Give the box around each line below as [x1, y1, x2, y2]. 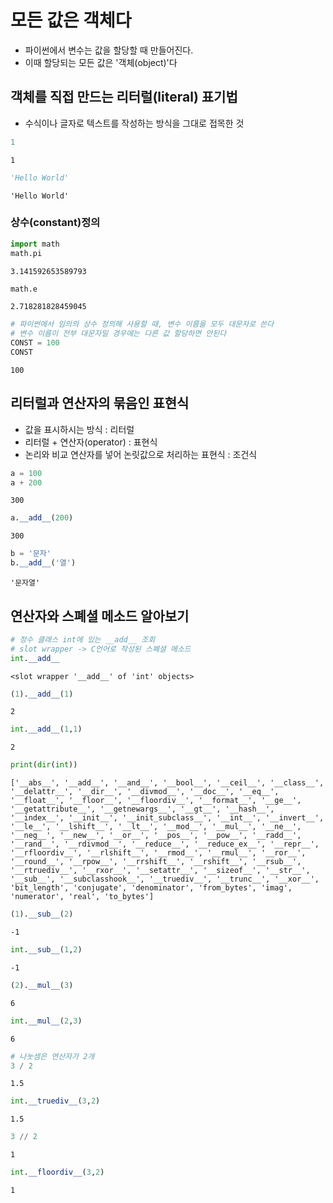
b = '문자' [10, 549, 52, 559]
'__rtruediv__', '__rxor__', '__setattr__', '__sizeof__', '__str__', [10, 866, 311, 876]
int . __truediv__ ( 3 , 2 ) [10, 1096, 101, 1106]
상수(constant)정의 [10, 216, 101, 230]
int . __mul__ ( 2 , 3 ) [10, 1016, 83, 1026]
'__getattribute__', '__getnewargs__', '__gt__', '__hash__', [10, 804, 275, 815]
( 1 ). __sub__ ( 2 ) [10, 909, 74, 920]
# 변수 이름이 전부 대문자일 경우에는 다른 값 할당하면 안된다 [10, 329, 227, 339]
